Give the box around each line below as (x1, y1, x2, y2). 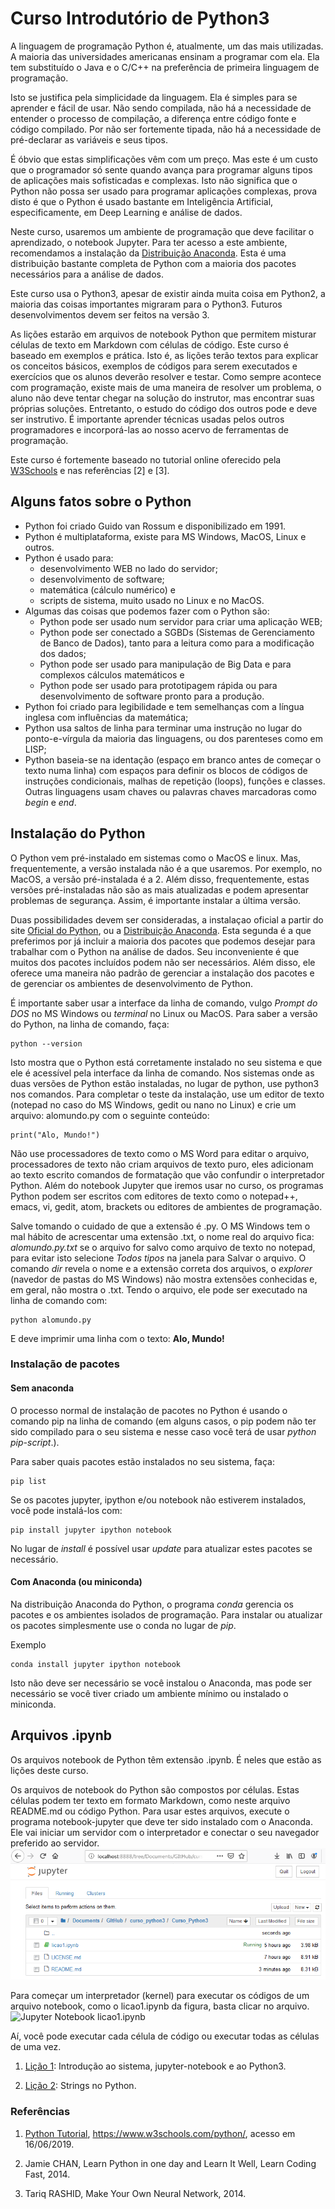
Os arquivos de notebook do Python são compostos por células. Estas (10, 1783, 300, 1796)
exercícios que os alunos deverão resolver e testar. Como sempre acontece (10, 370, 322, 382)
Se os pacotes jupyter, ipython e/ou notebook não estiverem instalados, (10, 1493, 307, 1506)
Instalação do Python (10, 825, 146, 842)
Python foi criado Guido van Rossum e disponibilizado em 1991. (24, 520, 287, 532)
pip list (10, 1476, 47, 1486)
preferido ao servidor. (10, 1837, 100, 1849)
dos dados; (39, 647, 87, 659)
